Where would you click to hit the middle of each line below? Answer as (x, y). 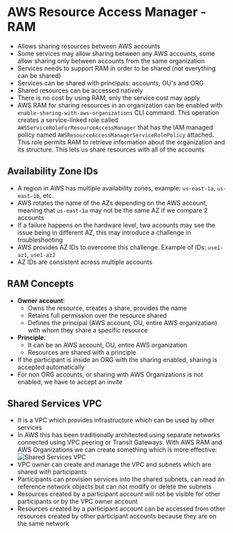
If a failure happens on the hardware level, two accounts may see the (116, 225)
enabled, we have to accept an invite (70, 382)
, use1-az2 (41, 254)
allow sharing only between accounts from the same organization (111, 60)
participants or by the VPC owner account (77, 502)
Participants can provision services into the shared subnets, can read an (121, 479)
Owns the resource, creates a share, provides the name (107, 308)
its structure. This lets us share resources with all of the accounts (111, 149)
